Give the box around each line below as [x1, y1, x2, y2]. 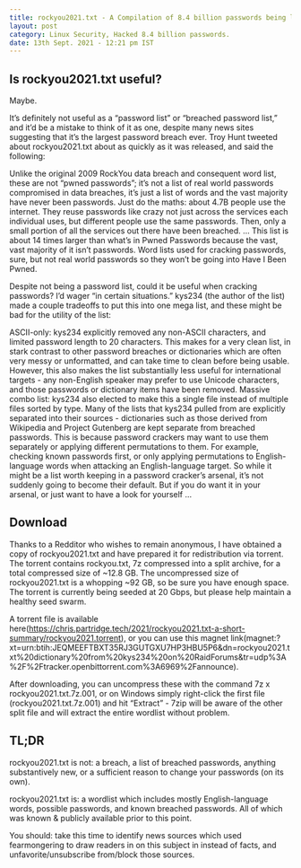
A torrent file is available [9, 613, 99, 624]
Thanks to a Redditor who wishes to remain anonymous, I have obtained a [9, 539, 282, 549]
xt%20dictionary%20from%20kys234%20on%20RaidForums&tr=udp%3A [9, 652, 287, 662]
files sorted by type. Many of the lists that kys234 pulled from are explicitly [9, 403, 286, 414]
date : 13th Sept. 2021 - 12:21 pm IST [9, 38, 154, 48]
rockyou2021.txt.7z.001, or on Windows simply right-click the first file [9, 688, 266, 698]
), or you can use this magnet [120, 632, 229, 643]
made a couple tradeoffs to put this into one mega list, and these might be [9, 300, 282, 311]
